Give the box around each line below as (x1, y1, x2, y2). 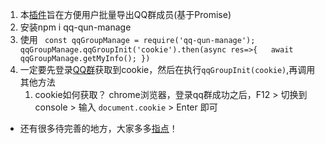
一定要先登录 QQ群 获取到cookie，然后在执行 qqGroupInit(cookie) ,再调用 (19, 64, 316, 75)
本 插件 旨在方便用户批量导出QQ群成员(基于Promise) (19, 9, 232, 20)
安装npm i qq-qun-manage (19, 21, 132, 33)
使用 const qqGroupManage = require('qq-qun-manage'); (19, 34, 256, 45)
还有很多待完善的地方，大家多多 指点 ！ (19, 123, 178, 134)
